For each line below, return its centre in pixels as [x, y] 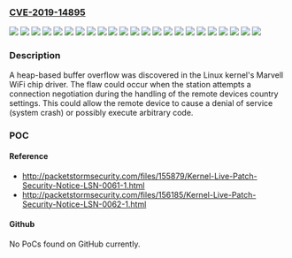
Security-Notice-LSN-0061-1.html [83, 185]
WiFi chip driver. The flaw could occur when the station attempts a [131, 84]
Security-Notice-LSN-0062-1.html [84, 204]
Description [35, 56]
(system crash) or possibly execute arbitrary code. [101, 112]
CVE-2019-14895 [47, 12]
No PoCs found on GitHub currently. [75, 244]
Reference [29, 156]
